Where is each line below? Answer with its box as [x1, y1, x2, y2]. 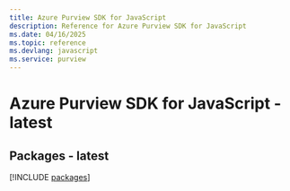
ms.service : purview [9, 55, 87, 64]
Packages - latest [9, 148, 110, 163]
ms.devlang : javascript [9, 47, 99, 56]
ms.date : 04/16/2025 [9, 30, 87, 39]
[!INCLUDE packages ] [9, 172, 91, 182]
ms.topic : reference [9, 38, 87, 48]
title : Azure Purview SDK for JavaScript [9, 13, 167, 22]
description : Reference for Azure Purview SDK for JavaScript [9, 22, 247, 30]
